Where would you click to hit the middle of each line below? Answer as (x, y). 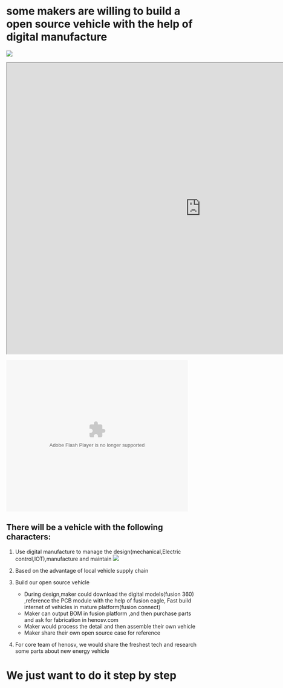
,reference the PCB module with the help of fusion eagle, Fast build (108, 600)
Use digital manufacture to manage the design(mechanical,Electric (98, 551)
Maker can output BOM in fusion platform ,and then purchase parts (108, 613)
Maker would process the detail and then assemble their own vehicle (109, 626)
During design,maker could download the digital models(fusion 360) (109, 594)
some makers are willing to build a (93, 11)
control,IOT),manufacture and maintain (63, 559)
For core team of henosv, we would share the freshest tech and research (106, 644)
